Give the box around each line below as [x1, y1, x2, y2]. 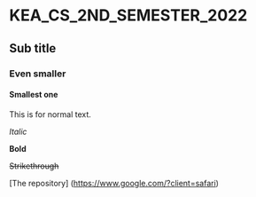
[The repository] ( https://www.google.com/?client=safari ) [9, 177, 220, 188]
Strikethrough [9, 161, 59, 171]
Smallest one [9, 90, 58, 100]
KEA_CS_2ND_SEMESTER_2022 [9, 5, 248, 26]
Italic [9, 126, 27, 137]
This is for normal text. [9, 108, 91, 120]
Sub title [9, 41, 57, 56]
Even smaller [9, 67, 66, 80]
